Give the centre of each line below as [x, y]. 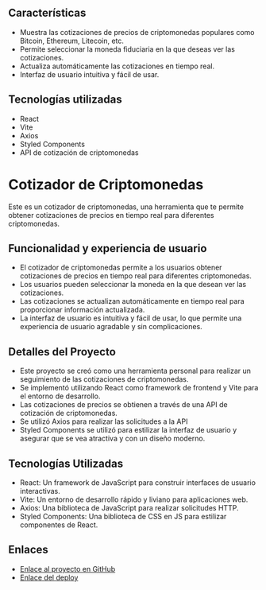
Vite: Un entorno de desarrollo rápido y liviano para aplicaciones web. [134, 499]
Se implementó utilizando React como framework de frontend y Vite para [139, 388]
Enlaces [29, 550]
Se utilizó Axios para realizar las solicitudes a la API [104, 421]
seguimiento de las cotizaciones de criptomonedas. [104, 379]
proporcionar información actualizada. [82, 310]
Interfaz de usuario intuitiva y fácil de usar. [89, 74]
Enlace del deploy [49, 577]
